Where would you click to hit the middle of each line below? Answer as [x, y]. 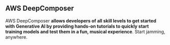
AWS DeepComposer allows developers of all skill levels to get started [81, 20]
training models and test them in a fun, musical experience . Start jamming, [85, 31]
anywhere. [16, 37]
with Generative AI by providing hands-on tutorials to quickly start [77, 26]
